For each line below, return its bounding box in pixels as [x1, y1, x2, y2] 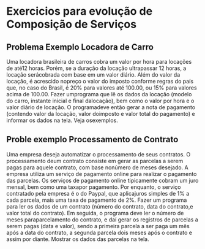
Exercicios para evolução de [6, 4, 153, 18]
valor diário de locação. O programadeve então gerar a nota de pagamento [6, 104, 196, 111]
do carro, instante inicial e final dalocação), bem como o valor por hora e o [6, 97, 195, 104]
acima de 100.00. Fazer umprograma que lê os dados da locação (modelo [6, 91, 192, 98]
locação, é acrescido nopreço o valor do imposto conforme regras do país [6, 78, 194, 85]
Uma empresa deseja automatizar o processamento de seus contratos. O [6, 150, 191, 158]
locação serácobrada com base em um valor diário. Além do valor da [6, 71, 181, 78]
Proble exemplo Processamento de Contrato [6, 134, 179, 145]
